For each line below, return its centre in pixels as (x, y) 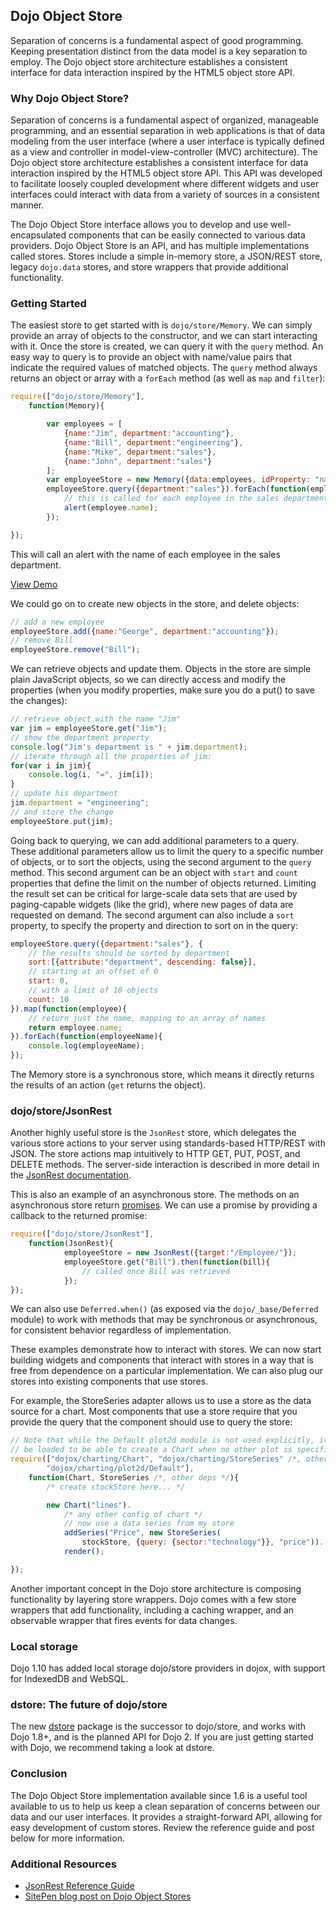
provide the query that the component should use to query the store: (151, 1422)
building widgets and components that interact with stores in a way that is (162, 1360)
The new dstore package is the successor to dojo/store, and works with (158, 1726)
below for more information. (67, 1838)
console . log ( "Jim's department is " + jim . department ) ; (129, 747)
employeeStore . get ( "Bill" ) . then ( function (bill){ (167, 1262)
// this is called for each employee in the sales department (196, 499)
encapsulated (38, 235)
